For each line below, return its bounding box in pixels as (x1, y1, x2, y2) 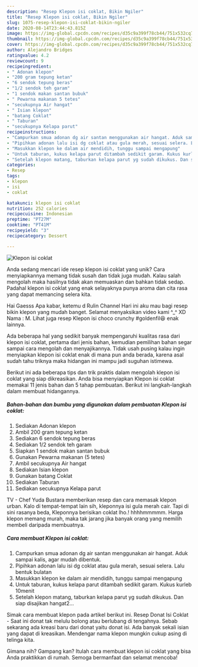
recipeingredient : (6, 63, 52, 70)
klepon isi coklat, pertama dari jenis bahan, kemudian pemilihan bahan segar (6, 338, 192, 345)
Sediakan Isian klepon (15, 466, 69, 473)
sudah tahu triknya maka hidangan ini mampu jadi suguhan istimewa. (6, 357, 174, 364)
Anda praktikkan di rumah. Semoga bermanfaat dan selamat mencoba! (6, 653, 178, 661)
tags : (6, 173, 20, 179)
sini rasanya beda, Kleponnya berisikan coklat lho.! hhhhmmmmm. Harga (6, 508, 183, 516)
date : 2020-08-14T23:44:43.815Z (6, 25, 86, 31)
